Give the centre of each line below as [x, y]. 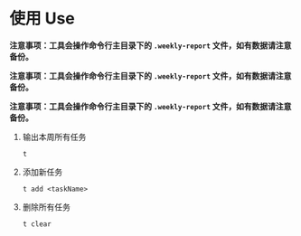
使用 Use [42, 19]
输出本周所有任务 [54, 137]
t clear [37, 224]
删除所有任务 [46, 207]
